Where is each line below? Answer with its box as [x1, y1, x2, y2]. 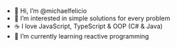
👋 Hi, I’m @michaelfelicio [14, 7, 87, 15]
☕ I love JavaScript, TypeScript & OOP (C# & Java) [14, 22, 163, 30]
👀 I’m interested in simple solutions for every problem [14, 14, 171, 22]
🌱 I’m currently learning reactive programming [14, 32, 149, 40]
